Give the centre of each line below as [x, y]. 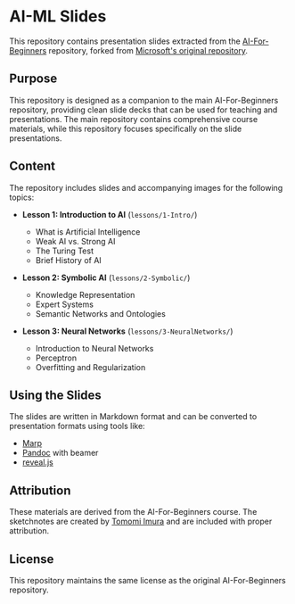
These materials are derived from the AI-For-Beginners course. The [133, 512]
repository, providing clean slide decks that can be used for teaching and [143, 110]
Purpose [33, 79]
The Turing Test [64, 251]
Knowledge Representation [85, 294]
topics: [22, 197]
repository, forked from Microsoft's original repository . [148, 50]
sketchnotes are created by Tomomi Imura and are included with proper [141, 521]
